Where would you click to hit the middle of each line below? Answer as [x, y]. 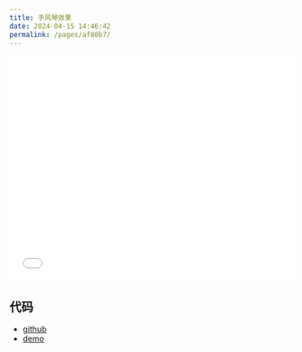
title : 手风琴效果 [41, 18]
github [34, 329]
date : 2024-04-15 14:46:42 [60, 26]
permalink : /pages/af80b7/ [60, 34]
